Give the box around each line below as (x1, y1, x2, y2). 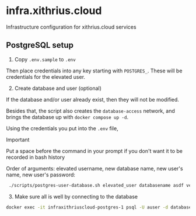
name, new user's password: (6, 171, 76, 178)
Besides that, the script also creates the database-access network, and (6, 107, 175, 114)
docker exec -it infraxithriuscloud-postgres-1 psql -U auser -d (6, 204, 168, 210)
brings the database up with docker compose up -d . (6, 113, 129, 120)
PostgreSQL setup (6, 40, 74, 50)
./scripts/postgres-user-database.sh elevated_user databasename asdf (8, 182, 184, 188)
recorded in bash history (6, 154, 65, 161)
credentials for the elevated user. (6, 73, 86, 80)
